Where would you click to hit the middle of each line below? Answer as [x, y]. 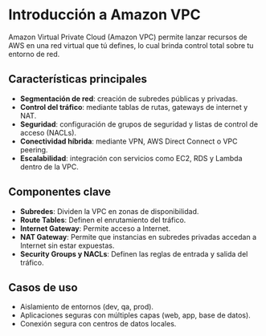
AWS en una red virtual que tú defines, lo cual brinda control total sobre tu [131, 45]
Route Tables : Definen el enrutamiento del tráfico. [103, 220]
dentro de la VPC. [49, 167]
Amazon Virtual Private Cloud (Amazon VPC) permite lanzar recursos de [128, 37]
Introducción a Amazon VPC [104, 15]
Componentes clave [59, 192]
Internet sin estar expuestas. [67, 245]
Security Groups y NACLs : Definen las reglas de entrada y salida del [134, 253]
